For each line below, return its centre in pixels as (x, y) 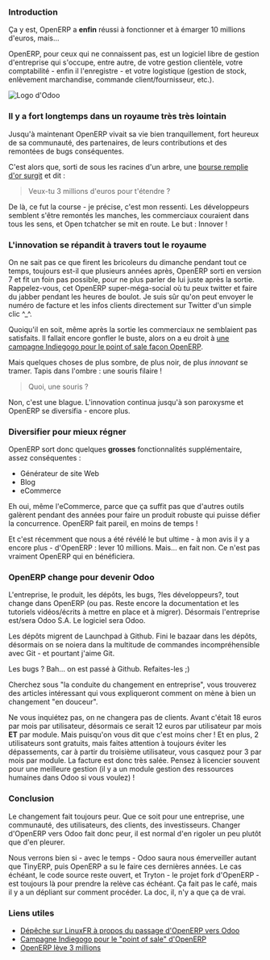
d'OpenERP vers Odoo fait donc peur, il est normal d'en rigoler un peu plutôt (135, 833)
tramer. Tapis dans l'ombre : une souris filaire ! (85, 371)
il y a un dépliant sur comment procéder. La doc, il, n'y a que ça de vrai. (127, 892)
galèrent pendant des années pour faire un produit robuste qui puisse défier (134, 515)
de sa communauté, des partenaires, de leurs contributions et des (118, 142)
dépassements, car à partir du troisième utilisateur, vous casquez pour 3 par (135, 752)
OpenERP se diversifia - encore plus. (69, 411)
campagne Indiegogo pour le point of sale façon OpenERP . (106, 347)
